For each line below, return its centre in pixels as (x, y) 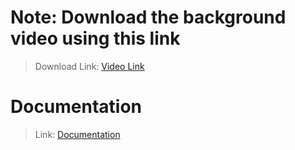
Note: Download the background (148, 17)
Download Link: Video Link (89, 66)
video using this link (95, 38)
